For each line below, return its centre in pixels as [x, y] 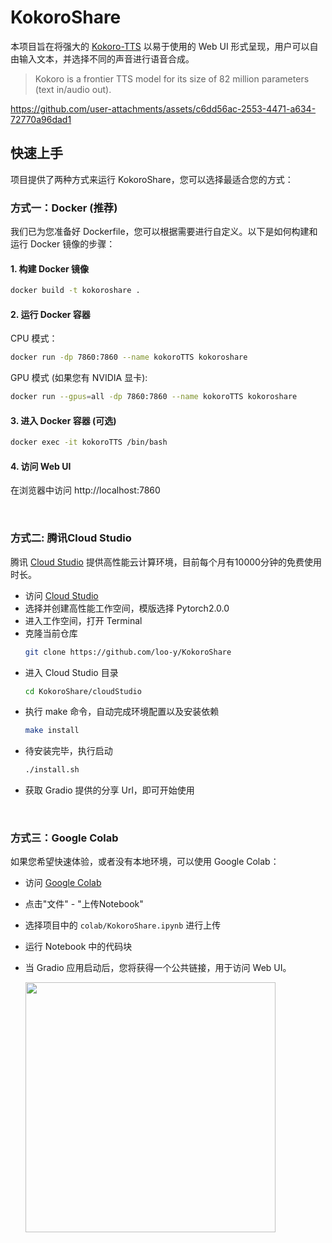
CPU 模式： [34, 338]
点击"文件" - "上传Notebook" [84, 904]
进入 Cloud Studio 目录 [71, 672]
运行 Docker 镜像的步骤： [63, 244]
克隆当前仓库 [51, 633]
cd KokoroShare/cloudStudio [83, 691]
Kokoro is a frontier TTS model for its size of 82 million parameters [172, 78]
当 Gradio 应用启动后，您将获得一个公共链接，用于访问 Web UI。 [158, 968]
